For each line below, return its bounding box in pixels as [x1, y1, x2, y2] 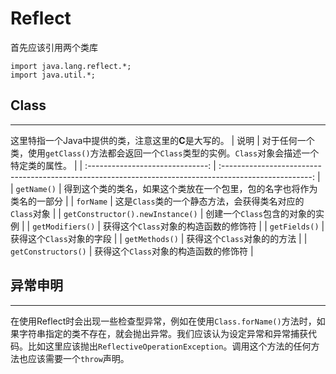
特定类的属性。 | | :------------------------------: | [10, 159, 217, 171]
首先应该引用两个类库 [10, 41, 98, 53]
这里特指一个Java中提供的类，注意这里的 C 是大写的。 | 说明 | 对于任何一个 [10, 134, 315, 146]
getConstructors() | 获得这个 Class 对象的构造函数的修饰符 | [10, 245, 254, 257]
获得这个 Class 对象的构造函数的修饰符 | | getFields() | [102, 220, 325, 232]
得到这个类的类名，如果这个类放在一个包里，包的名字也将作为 [63, 182, 318, 194]
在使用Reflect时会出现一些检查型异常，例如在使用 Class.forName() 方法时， [10, 315, 317, 327]
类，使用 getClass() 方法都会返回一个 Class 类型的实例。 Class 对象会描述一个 [10, 147, 320, 159]
